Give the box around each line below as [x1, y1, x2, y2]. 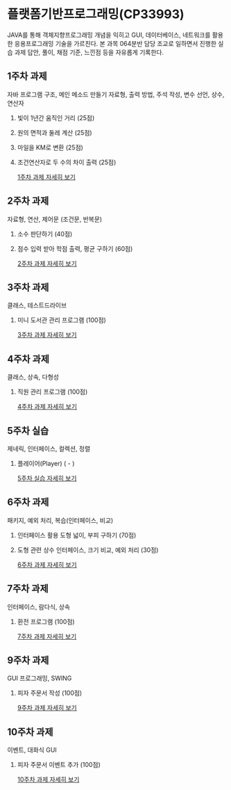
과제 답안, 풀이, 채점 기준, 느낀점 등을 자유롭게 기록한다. [14, 48, 164, 56]
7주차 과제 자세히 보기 [17, 632, 77, 640]
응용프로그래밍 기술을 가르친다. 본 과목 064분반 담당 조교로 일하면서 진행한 [14, 39, 217, 47]
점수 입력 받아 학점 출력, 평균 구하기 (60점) [17, 244, 133, 252]
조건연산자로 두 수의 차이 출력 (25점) [17, 158, 117, 166]
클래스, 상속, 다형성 [7, 373, 59, 381]
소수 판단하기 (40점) [17, 229, 73, 238]
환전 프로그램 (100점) [17, 617, 75, 626]
